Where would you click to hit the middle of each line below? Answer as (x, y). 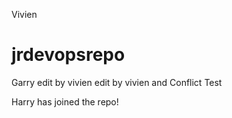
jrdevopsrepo (68, 55)
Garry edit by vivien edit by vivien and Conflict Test (117, 82)
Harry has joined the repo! (65, 101)
